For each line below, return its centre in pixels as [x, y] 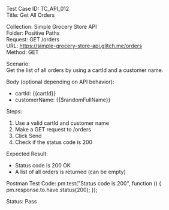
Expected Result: [27, 154]
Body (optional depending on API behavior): [60, 82]
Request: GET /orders [33, 39]
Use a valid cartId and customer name [62, 123]
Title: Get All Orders [31, 15]
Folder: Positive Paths [33, 33]
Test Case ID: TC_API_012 [38, 9]
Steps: [14, 111]
